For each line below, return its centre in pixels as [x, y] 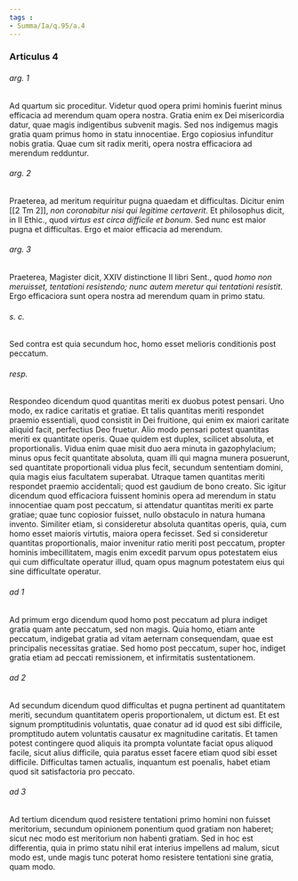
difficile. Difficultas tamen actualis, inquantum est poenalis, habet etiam [140, 762]
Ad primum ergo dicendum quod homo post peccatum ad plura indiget [139, 619]
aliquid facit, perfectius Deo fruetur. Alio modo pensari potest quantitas [139, 430]
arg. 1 [19, 78]
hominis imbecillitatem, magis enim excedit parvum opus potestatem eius [144, 553]
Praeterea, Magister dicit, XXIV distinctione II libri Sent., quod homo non [141, 278]
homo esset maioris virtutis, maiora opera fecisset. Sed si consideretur [139, 534]
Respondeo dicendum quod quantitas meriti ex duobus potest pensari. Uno [147, 401]
